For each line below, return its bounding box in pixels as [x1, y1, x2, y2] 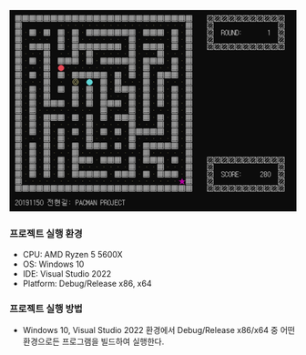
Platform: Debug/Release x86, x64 [22, 278, 152, 289]
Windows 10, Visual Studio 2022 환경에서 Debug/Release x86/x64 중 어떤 [22, 324, 296, 335]
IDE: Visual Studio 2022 [22, 268, 112, 279]
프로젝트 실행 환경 [9, 228, 84, 240]
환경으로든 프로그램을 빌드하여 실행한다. [22, 336, 165, 347]
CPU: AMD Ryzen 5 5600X [22, 248, 123, 259]
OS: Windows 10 [22, 259, 85, 269]
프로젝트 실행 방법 [9, 302, 84, 315]
